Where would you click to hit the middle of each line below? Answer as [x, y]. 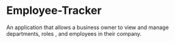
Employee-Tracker [54, 11]
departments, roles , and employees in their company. [74, 33]
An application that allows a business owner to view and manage [87, 27]
